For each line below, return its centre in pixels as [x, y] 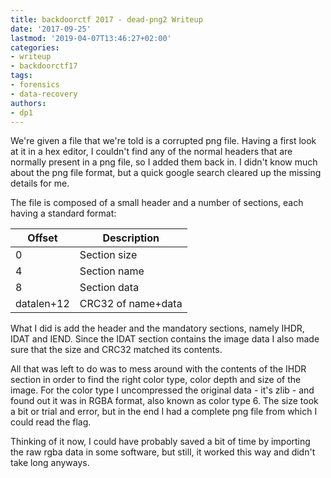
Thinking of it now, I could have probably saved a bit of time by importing [160, 442]
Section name [112, 271]
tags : [21, 76]
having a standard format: [63, 213]
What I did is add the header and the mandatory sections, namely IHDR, [157, 328]
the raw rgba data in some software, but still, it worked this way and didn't [163, 452]
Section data [109, 288]
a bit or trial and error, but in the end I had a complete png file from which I [164, 412]
